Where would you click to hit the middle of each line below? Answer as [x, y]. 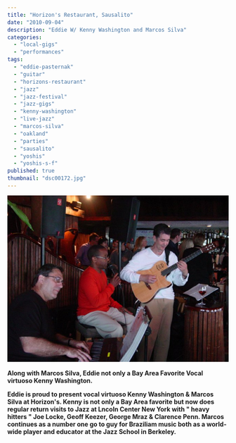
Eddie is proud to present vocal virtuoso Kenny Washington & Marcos [111, 394]
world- [216, 424]
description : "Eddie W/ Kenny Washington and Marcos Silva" [97, 30]
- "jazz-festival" [41, 96]
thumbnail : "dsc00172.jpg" [47, 179]
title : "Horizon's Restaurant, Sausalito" [70, 15]
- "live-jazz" [34, 119]
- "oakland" [31, 134]
